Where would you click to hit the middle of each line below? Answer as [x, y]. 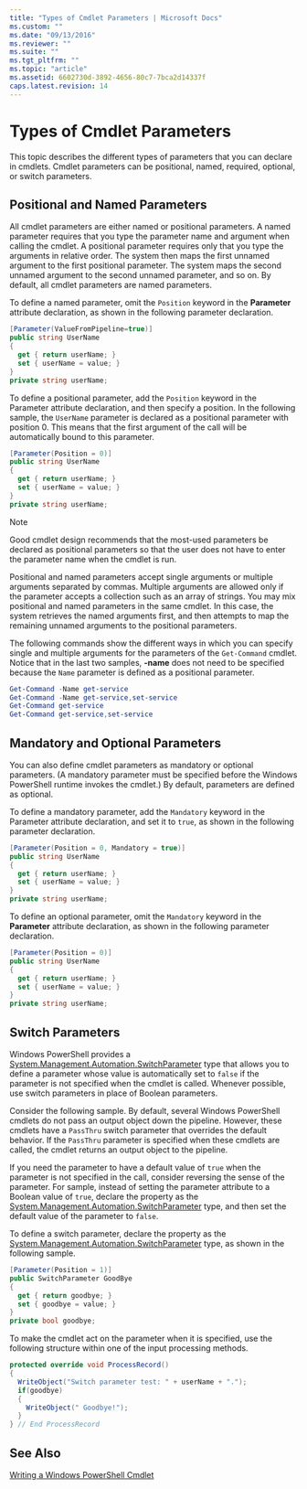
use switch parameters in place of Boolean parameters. [114, 1093]
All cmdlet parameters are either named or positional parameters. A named [150, 227]
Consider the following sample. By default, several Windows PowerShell [145, 1111]
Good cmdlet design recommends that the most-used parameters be [139, 540]
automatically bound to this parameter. [82, 436]
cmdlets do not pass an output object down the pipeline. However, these [146, 1120]
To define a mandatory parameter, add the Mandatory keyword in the [137, 811]
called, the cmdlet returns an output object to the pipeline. [119, 1150]
